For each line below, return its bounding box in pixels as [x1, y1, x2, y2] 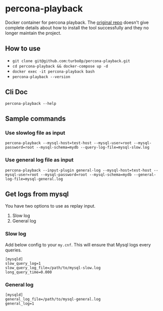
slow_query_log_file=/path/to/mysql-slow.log [5, 265, 101, 270]
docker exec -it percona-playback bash [12, 69, 95, 74]
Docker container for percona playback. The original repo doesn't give [5, 19, 149, 25]
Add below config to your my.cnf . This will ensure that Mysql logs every [5, 241, 151, 247]
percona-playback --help [5, 101, 56, 106]
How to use [5, 44, 41, 53]
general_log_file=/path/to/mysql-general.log [5, 297, 101, 302]
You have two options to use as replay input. [5, 203, 96, 209]
